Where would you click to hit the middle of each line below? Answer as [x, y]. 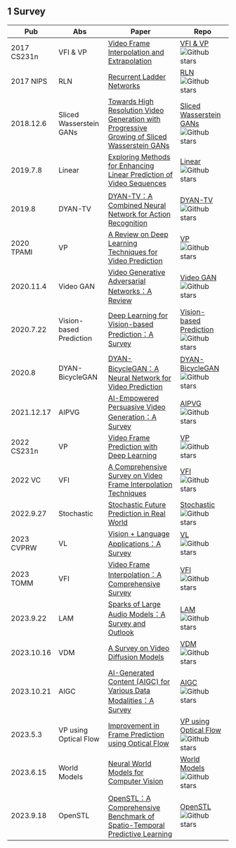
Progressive [127, 127]
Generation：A [132, 417]
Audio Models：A [137, 614]
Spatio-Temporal [136, 825]
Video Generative [137, 272]
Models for [126, 772]
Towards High [131, 101]
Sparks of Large [135, 604]
